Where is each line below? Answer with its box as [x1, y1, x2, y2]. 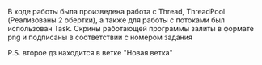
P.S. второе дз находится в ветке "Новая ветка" [7, 48, 173, 57]
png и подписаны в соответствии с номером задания [7, 32, 193, 42]
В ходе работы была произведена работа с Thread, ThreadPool [7, 7, 226, 16]
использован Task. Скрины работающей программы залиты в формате [7, 24, 254, 33]
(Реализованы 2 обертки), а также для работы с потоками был [7, 15, 226, 25]
